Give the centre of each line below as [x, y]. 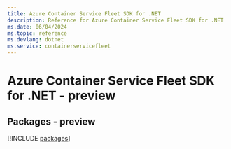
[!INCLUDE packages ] [39, 138]
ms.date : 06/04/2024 [37, 27]
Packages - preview [51, 121]
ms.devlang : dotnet [36, 40]
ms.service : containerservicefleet [59, 46]
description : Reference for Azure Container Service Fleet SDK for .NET [115, 20]
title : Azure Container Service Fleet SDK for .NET [84, 14]
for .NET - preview [62, 96]
